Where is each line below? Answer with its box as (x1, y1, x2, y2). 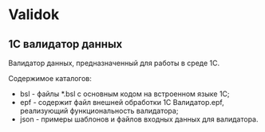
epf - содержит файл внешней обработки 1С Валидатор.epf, (19, 98, 225, 107)
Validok (8, 6, 60, 24)
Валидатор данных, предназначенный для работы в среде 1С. (8, 58, 220, 68)
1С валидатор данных (8, 37, 123, 51)
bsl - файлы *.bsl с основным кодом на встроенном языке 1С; (19, 89, 230, 99)
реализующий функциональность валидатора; (19, 106, 179, 115)
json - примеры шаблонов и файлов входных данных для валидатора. (19, 115, 259, 124)
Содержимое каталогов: (8, 74, 92, 83)
